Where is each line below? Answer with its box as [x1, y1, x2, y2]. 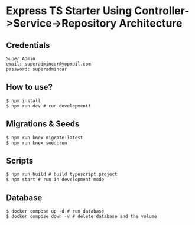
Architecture [119, 17, 183, 30]
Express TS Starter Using [6, 4, 132, 18]
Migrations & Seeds [6, 119, 80, 129]
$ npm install [6, 97, 41, 104]
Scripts [6, 156, 34, 166]
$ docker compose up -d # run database [6, 208, 105, 214]
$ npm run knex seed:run [6, 140, 67, 146]
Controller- [134, 4, 190, 18]
